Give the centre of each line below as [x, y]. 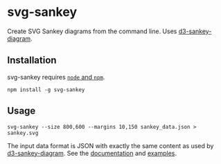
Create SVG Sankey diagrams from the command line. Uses [92, 31]
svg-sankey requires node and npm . [56, 77]
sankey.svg [23, 133]
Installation [32, 61]
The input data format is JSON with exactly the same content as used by [110, 145]
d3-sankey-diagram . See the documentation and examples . [92, 153]
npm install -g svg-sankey [46, 90]
